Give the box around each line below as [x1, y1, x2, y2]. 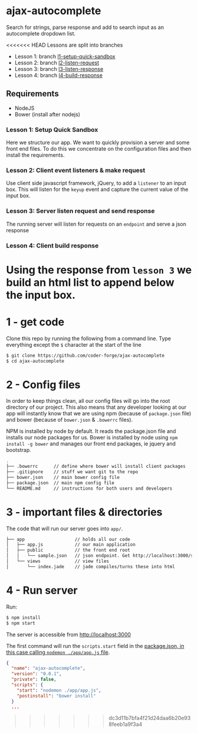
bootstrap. [6, 447, 31, 454]
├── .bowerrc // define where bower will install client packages [6, 464, 186, 470]
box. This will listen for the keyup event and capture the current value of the [6, 186, 189, 193]
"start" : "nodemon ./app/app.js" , [16, 687, 101, 693]
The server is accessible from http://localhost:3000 [6, 631, 131, 638]
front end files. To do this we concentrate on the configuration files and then [6, 145, 192, 152]
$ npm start [6, 620, 35, 626]
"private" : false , [11, 676, 57, 683]
